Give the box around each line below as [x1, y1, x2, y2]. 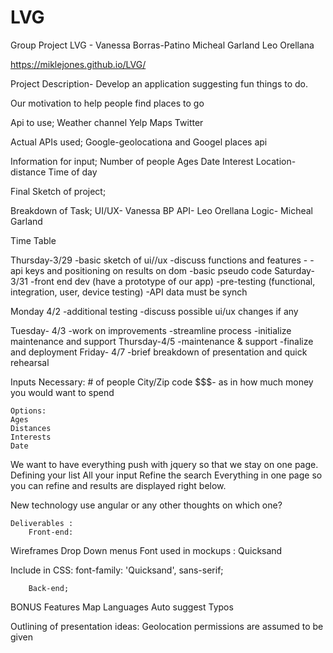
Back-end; [28, 583, 70, 593]
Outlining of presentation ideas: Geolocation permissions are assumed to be [10, 620, 324, 632]
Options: [10, 406, 47, 416]
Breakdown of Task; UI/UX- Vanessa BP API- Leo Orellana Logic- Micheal [10, 204, 313, 216]
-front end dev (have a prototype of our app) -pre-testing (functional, [29, 275, 316, 287]
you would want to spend [10, 386, 115, 398]
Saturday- [274, 264, 315, 276]
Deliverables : [10, 518, 74, 528]
